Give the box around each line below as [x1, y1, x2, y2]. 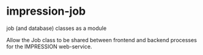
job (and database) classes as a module [6, 24, 107, 32]
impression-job [6, 4, 86, 18]
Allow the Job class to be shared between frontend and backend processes [6, 36, 197, 43]
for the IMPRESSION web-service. [6, 43, 92, 50]
